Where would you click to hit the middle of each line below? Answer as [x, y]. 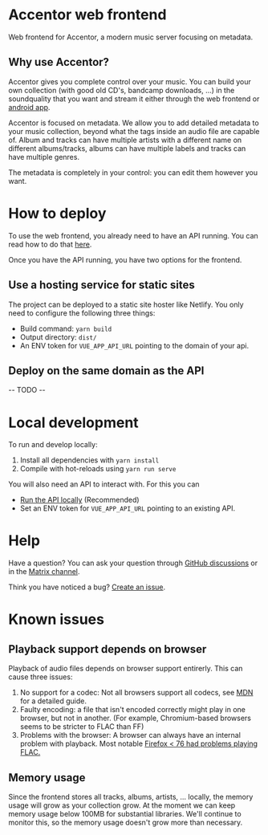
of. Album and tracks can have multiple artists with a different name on [125, 140]
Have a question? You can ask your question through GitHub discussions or [133, 563]
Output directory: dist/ [58, 337]
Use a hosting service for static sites [102, 285]
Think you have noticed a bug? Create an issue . [87, 587]
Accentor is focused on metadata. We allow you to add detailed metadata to [134, 123]
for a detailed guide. [53, 701]
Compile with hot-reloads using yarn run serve [98, 469]
